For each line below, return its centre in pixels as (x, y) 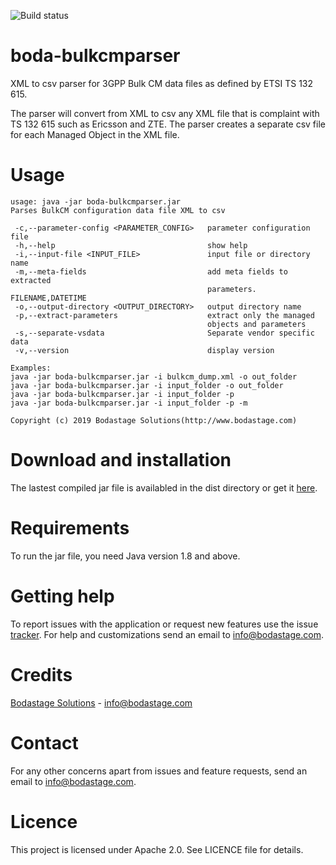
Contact (44, 742)
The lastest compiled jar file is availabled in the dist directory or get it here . (164, 487)
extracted (31, 280)
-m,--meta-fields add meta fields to (151, 271)
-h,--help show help (131, 245)
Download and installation (121, 460)
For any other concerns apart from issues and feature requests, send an (159, 771)
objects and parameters (257, 324)
